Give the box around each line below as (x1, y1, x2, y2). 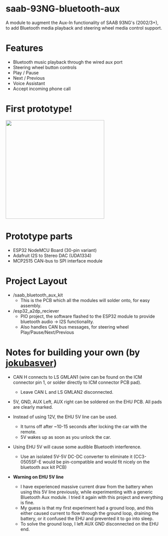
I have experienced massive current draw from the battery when (20, 483, 153, 489)
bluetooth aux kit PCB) (20, 464, 67, 470)
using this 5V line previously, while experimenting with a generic (20, 489, 153, 495)
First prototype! (5, 103, 72, 115)
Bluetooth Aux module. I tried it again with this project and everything (20, 494, 163, 500)
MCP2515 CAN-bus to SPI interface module (12, 257, 103, 263)
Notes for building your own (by (5, 347, 140, 358)
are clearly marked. (12, 404, 53, 410)
